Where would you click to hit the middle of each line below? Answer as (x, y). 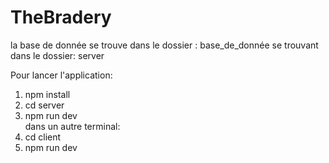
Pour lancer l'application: (61, 75)
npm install (47, 94)
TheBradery (61, 17)
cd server (44, 105)
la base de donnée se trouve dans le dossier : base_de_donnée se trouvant (164, 45)
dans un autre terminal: (72, 126)
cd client (43, 137)
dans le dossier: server (57, 55)
